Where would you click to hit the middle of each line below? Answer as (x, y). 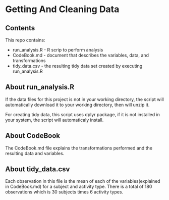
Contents (20, 28)
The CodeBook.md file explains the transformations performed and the (79, 148)
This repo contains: (25, 40)
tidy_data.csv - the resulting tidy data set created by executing (77, 66)
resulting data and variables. (35, 153)
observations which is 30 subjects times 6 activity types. (64, 192)
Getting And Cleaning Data (62, 9)
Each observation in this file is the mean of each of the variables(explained (83, 181)
